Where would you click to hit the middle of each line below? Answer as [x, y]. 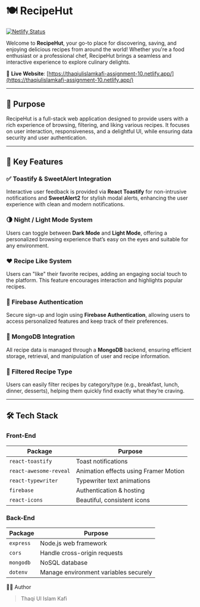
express [20, 543]
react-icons [26, 500]
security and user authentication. [47, 138]
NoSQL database [64, 562]
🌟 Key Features [35, 162]
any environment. [28, 245]
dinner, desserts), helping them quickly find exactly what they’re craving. [95, 391]
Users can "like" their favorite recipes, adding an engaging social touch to [97, 274]
